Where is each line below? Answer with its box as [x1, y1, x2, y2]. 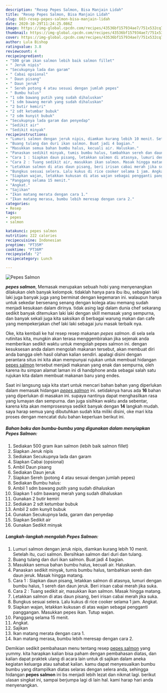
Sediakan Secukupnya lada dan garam [12, 453, 92, 459]
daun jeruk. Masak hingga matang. [12, 572, 84, 578]
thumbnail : [5, 30, 28, 35]
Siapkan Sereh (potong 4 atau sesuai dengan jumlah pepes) [12, 475, 135, 481]
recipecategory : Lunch [5, 256, 53, 261]
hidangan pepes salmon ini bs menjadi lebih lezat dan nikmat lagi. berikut [5, 671, 156, 678]
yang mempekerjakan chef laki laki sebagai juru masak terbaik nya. [5, 321, 143, 327]
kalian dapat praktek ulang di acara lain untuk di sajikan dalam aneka [5, 656, 146, 662]
